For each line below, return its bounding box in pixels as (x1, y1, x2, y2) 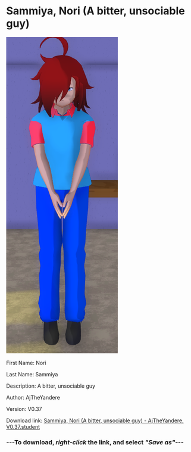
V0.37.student (6, 423, 40, 430)
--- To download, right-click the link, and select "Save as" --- (6, 438, 184, 446)
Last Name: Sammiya (6, 370, 58, 378)
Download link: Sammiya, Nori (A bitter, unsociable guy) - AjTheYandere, (6, 417, 184, 424)
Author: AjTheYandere (6, 394, 61, 401)
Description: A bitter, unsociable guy (6, 382, 96, 389)
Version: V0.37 (6, 405, 43, 412)
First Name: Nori (6, 359, 46, 366)
